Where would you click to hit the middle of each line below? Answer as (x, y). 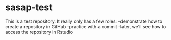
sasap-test (29, 7)
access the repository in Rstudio (39, 32)
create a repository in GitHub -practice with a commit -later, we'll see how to (86, 26)
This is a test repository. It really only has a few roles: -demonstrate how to (84, 21)
